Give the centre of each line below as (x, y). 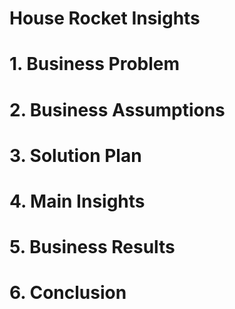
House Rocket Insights (105, 18)
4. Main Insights (77, 201)
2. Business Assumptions (117, 109)
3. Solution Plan (75, 155)
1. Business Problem (95, 64)
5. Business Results (92, 247)
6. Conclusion (68, 293)
